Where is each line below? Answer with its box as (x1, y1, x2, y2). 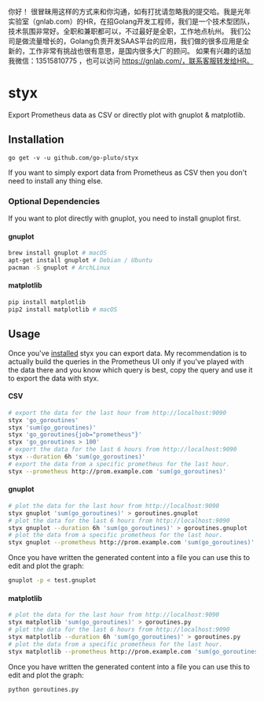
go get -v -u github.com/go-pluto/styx (8, 154, 139, 161)
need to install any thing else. (8, 176, 104, 185)
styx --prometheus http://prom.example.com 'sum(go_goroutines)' (8, 467, 226, 475)
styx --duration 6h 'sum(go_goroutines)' (8, 453, 146, 461)
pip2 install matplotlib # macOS (8, 306, 118, 313)
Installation (8, 133, 64, 147)
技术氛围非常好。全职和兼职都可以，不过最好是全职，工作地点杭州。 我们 (8, 27, 244, 35)
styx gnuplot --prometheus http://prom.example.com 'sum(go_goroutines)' (8, 539, 255, 547)
